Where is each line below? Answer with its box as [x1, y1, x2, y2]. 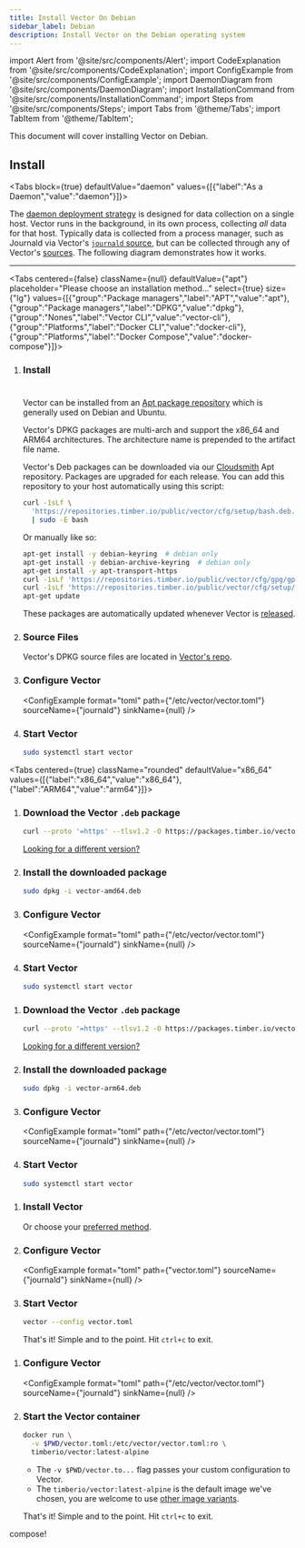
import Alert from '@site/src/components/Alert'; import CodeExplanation [9, 55, 281, 66]
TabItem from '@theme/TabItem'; [9, 113, 133, 124]
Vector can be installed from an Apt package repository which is [22, 397, 263, 408]
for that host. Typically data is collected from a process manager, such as [9, 228, 284, 239]
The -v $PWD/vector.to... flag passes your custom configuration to [35, 1463, 290, 1474]
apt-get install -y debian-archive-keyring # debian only [22, 558, 251, 567]
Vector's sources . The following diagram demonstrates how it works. [9, 247, 267, 258]
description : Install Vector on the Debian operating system [9, 30, 246, 39]
